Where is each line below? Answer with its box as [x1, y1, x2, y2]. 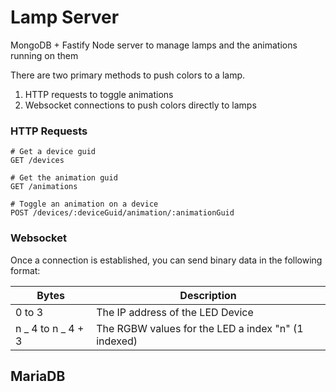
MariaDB [10, 367, 66, 385]
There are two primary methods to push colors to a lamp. [10, 69, 246, 81]
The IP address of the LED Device [96, 305, 254, 319]
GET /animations [10, 182, 78, 192]
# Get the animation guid [10, 173, 118, 183]
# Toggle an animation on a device [10, 199, 159, 210]
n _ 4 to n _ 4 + [15, 321, 85, 335]
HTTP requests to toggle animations [24, 88, 174, 100]
